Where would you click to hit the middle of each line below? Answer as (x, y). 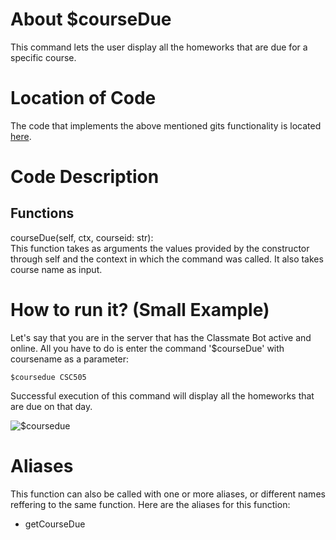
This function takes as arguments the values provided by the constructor (160, 248)
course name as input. (56, 269)
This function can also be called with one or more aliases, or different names (168, 494)
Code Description (85, 177)
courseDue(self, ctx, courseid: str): (82, 237)
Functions (42, 213)
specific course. (43, 57)
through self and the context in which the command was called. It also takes (167, 259)
